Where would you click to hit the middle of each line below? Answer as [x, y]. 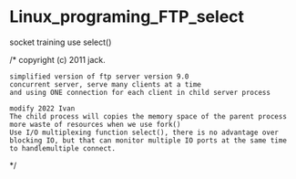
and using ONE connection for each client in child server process [140, 92]
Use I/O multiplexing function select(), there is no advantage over [144, 132]
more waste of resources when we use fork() [95, 124]
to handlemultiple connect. [63, 148]
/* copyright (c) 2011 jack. [58, 59]
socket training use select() [61, 42]
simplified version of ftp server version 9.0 [99, 76]
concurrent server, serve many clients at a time [106, 84]
